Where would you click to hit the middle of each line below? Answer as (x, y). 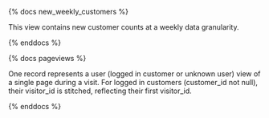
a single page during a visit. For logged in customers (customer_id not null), (133, 82)
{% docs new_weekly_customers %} (69, 12)
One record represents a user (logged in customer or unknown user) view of (134, 74)
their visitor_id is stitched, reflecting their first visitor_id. (100, 91)
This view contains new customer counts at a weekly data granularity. (124, 27)
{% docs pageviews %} (47, 58)
